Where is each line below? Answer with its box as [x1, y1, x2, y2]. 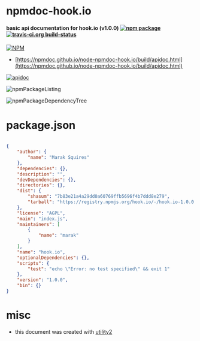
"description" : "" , [17, 171, 66, 177]
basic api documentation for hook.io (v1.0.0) [6, 24, 119, 31]
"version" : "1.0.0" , [17, 277, 68, 283]
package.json [6, 118, 76, 132]
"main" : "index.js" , [17, 216, 68, 222]
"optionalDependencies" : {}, [17, 255, 90, 261]
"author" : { [17, 149, 47, 155]
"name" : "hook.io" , [17, 249, 66, 255]
